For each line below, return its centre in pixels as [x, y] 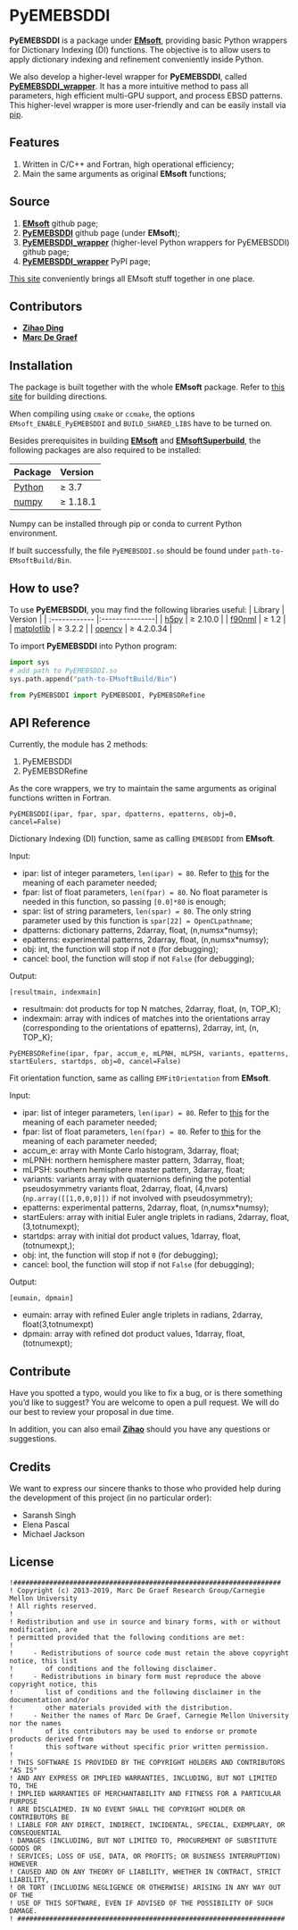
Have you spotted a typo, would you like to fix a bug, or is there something [146, 1393]
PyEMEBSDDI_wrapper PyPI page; [87, 261]
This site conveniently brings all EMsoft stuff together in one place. [132, 279]
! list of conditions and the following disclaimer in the [135, 1692]
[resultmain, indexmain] [55, 992]
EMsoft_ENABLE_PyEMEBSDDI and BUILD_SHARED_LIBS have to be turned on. [141, 423]
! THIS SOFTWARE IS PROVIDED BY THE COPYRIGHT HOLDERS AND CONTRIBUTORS [147, 1762]
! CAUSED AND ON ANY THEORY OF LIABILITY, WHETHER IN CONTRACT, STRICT [145, 1872]
